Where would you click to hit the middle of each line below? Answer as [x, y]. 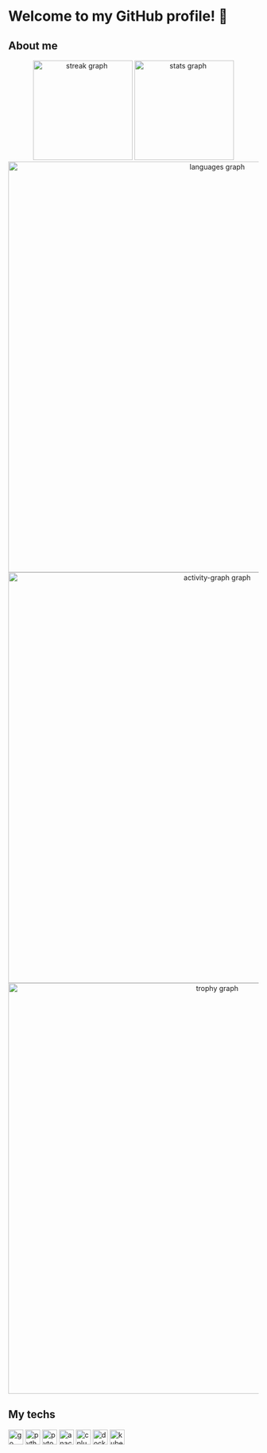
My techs [32, 1414]
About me [33, 46]
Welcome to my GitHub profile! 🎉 [118, 16]
